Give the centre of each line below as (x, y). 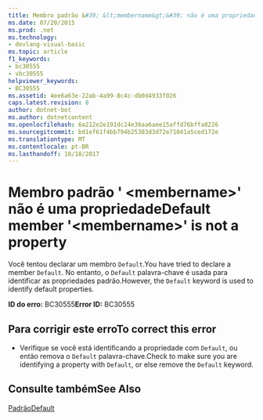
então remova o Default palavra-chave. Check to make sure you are (128, 356)
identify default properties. (51, 289)
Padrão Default (31, 407)
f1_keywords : (29, 60)
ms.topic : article (38, 52)
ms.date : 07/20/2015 (42, 23)
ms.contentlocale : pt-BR (49, 147)
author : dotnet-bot (40, 110)
